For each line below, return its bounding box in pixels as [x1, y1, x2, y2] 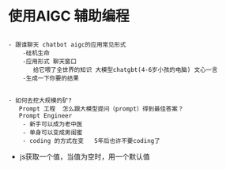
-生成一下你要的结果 [22, 74, 79, 82]
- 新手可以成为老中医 [22, 120, 83, 128]
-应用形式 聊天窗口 [22, 57, 77, 66]
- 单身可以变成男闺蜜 [22, 128, 83, 137]
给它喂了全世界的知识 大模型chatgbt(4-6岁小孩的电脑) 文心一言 [32, 66, 218, 73]
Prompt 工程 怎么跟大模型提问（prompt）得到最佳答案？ [18, 104, 184, 113]
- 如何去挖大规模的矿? [8, 96, 73, 104]
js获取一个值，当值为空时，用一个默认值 [19, 152, 150, 161]
